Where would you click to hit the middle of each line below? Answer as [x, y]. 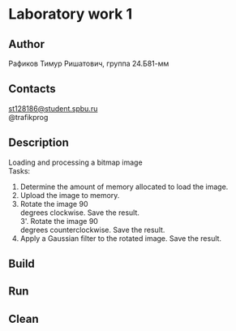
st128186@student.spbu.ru [53, 108]
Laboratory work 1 [71, 14]
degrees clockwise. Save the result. [80, 213]
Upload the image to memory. [70, 195]
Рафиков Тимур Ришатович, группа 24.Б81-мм [89, 63]
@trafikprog [28, 117]
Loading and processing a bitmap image [76, 162]
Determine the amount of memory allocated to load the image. [124, 187]
